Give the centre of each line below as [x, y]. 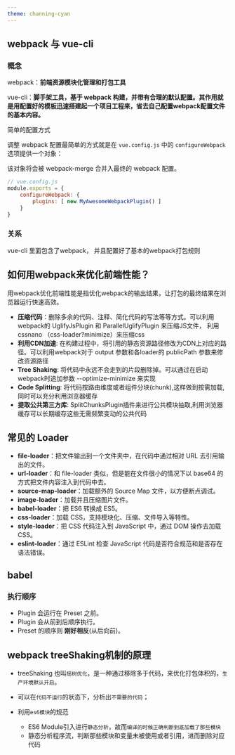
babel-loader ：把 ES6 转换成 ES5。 [69, 509]
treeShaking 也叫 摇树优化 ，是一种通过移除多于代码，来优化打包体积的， [120, 673]
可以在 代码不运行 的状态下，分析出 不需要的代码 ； [83, 697]
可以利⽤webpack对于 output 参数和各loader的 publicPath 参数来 [123, 351]
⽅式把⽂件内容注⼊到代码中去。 [63, 482]
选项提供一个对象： [35, 154]
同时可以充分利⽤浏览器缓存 [58, 396]
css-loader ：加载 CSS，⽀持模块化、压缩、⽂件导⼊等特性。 [105, 517]
